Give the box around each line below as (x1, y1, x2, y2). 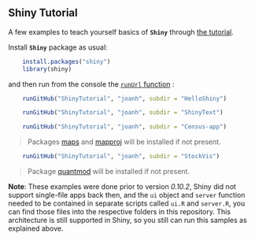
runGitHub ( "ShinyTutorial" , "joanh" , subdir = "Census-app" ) (22, 123, 227, 131)
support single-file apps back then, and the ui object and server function (8, 191, 246, 200)
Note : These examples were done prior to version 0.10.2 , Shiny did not (8, 182, 236, 191)
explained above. (8, 224, 64, 233)
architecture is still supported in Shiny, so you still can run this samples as (8, 216, 248, 225)
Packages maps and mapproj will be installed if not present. (27, 137, 222, 146)
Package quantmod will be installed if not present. (27, 167, 190, 176)
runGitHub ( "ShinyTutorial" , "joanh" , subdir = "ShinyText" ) (22, 109, 224, 117)
